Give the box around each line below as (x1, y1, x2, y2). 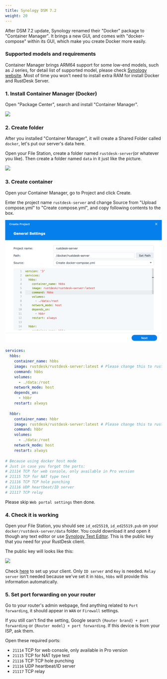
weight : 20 (5, 13, 28, 18)
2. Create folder (5, 124, 44, 131)
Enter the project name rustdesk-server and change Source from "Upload (5, 199, 157, 205)
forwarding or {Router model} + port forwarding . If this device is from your (5, 623, 160, 629)
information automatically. (5, 579, 59, 585)
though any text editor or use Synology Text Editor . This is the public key (5, 533, 154, 540)
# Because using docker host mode (5, 458, 77, 463)
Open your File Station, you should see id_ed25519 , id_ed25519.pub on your (5, 523, 159, 529)
